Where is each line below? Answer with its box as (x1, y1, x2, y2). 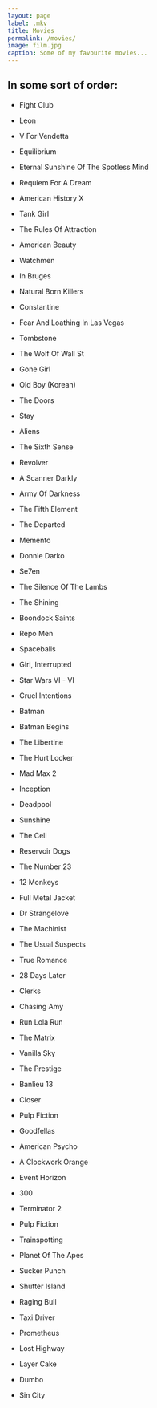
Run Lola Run (18, 1016, 63, 1027)
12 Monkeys (18, 877, 59, 887)
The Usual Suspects (18, 939, 86, 949)
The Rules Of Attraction (18, 224, 97, 233)
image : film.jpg (7, 42, 62, 50)
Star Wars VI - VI (18, 675, 75, 684)
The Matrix (18, 1033, 55, 1042)
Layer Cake (18, 1359, 57, 1369)
